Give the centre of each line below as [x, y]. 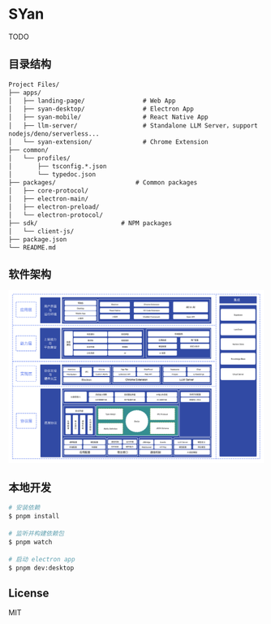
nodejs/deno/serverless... [54, 134]
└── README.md [32, 247]
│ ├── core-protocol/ [49, 191]
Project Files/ [34, 84]
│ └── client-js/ [41, 231]
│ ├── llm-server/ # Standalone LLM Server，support [133, 126]
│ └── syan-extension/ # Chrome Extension [108, 142]
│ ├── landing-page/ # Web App [92, 101]
